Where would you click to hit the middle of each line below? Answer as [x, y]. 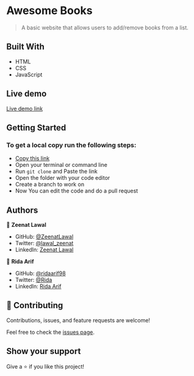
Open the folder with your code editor [63, 178]
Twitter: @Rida [34, 280]
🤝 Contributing [35, 305]
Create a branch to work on [49, 185]
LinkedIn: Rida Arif [38, 286]
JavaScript [29, 75]
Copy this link [32, 158]
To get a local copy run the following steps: [71, 145]
